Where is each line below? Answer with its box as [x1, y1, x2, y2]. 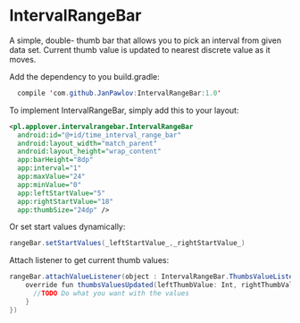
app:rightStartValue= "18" [17, 197, 114, 206]
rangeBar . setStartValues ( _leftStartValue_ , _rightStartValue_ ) [9, 239, 246, 248]
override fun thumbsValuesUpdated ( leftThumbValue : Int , [25, 281, 238, 290]
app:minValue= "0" [17, 180, 82, 189]
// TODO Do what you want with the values [32, 289, 190, 298]
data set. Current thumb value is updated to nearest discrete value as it [9, 44, 271, 55]
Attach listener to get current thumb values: [9, 255, 170, 266]
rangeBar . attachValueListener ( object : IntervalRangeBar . [9, 272, 229, 282]
